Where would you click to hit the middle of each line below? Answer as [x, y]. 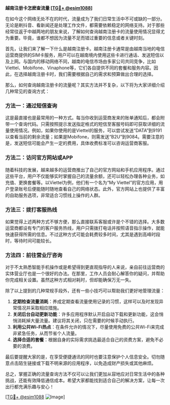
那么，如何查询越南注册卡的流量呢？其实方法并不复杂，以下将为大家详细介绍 [85, 85]
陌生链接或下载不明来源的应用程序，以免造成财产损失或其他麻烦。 [87, 363]
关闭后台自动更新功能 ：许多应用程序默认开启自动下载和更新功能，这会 [86, 314]
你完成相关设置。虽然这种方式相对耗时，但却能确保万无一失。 [70, 280]
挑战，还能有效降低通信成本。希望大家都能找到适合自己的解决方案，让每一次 [85, 381]
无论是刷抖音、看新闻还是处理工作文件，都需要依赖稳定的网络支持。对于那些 [85, 25]
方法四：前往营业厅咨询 [34, 255]
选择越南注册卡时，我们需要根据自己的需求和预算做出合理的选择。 [87, 74]
